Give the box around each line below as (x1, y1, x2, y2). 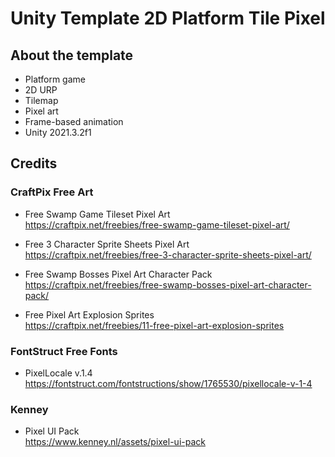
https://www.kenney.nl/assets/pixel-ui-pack (24, 436, 206, 448)
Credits (10, 155, 58, 172)
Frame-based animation (24, 116, 124, 127)
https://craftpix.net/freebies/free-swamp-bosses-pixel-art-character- (24, 278, 312, 291)
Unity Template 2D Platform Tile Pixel (10, 7, 326, 30)
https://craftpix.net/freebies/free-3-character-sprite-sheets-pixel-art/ (24, 248, 312, 261)
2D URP (24, 84, 58, 96)
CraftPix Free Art (10, 185, 94, 199)
